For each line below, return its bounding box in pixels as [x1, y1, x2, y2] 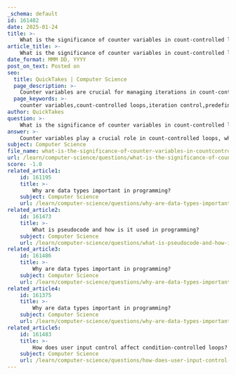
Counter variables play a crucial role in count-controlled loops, [20, 134, 221, 141]
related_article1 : [7, 167, 61, 174]
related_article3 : [7, 246, 61, 253]
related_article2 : [7, 207, 61, 214]
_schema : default [7, 10, 58, 18]
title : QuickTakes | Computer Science [13, 75, 128, 83]
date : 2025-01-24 [7, 23, 58, 30]
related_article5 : [7, 324, 61, 331]
